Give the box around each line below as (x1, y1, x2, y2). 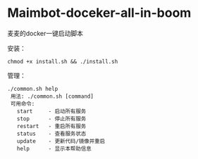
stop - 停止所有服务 (16, 115, 87, 122)
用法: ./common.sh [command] (10, 93, 94, 100)
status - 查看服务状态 (16, 130, 87, 137)
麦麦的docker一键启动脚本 (7, 29, 83, 37)
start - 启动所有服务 (16, 108, 87, 115)
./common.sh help (7, 85, 58, 92)
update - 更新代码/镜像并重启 (16, 137, 106, 145)
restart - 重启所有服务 (16, 122, 87, 129)
